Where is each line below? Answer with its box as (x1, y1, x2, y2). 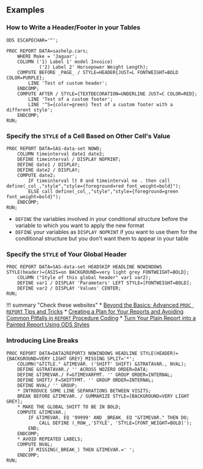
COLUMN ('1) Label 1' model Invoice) (17, 58, 113, 65)
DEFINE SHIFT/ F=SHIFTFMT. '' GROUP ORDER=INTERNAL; (17, 377, 154, 383)
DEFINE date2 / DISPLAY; (17, 167, 80, 173)
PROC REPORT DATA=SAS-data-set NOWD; (6, 145, 102, 152)
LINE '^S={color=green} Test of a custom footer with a (28, 101, 173, 108)
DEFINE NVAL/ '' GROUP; (17, 382, 78, 388)
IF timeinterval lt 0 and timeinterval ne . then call (28, 178, 171, 184)
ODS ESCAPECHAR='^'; (6, 37, 59, 43)
